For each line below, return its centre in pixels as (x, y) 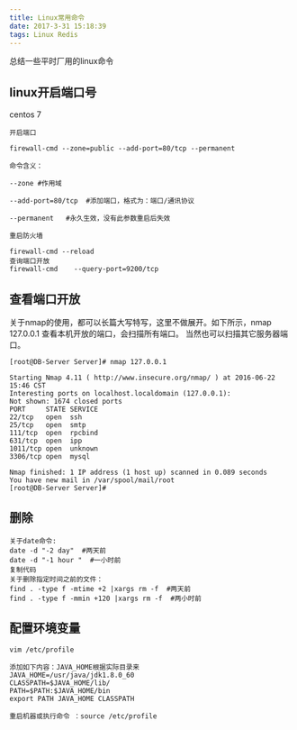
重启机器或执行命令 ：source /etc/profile (83, 716)
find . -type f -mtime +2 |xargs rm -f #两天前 (100, 589)
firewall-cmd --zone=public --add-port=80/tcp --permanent (122, 149)
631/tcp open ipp (46, 441)
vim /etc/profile (42, 650)
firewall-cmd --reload (52, 252)
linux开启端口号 (53, 92)
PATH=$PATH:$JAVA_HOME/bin (60, 690)
